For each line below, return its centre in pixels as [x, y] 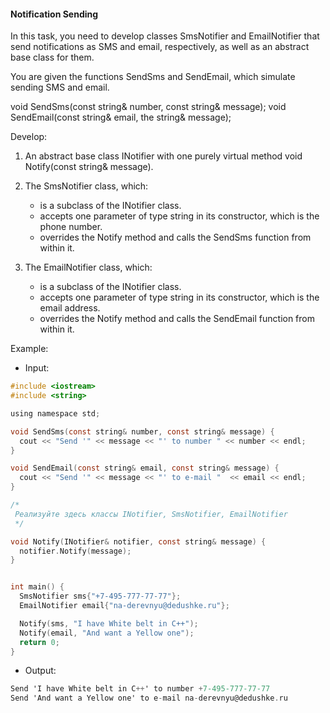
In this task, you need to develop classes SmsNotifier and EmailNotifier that [165, 36]
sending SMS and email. [60, 87]
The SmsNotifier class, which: [86, 186]
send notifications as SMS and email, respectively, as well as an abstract [160, 47]
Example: [29, 349]
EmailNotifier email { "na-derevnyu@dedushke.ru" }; [124, 606]
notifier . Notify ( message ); [75, 551]
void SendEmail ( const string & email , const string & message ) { [145, 468]
